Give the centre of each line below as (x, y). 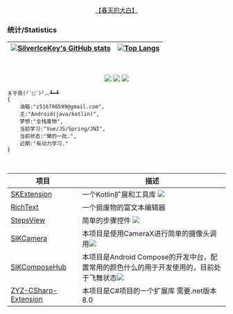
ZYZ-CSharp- (34, 290)
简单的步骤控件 (106, 221)
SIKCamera (29, 238)
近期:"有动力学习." (44, 144)
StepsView (28, 220)
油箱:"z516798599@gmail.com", (62, 107)
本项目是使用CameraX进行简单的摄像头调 (149, 233)
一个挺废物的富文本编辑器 (124, 208)
